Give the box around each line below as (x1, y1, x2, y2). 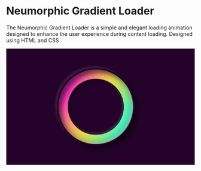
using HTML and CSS (6, 36, 59, 44)
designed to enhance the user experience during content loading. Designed (6, 30, 193, 37)
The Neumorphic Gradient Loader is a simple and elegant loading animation (6, 24, 193, 31)
